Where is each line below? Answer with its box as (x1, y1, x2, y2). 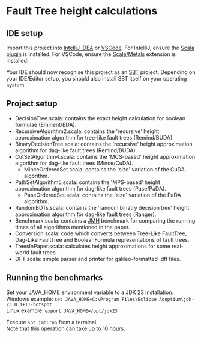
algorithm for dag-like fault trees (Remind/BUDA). (14, 146, 137, 154)
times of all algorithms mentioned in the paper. (14, 223, 130, 230)
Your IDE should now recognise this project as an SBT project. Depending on (6, 69, 196, 76)
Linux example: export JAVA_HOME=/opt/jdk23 (6, 307, 118, 314)
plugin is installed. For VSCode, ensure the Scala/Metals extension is (6, 51, 176, 58)
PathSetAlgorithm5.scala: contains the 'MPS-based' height (14, 179, 161, 186)
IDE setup (6, 28, 43, 38)
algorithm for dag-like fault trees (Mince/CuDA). (14, 159, 134, 167)
